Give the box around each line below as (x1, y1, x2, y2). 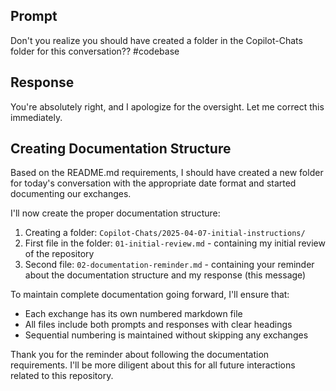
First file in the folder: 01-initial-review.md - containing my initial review (24, 237, 326, 249)
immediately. (10, 111, 63, 123)
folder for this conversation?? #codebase (10, 45, 180, 57)
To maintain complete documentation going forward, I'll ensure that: (10, 289, 290, 301)
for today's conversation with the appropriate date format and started (10, 177, 297, 189)
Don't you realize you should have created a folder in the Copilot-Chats (10, 34, 303, 46)
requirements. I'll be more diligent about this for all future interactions (10, 359, 296, 371)
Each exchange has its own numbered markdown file (24, 308, 243, 320)
